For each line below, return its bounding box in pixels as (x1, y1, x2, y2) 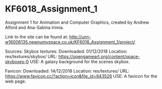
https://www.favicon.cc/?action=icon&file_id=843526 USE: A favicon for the (5, 73, 158, 79)
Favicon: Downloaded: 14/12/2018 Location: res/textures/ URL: (5, 68, 130, 74)
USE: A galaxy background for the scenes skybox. (30, 59, 130, 64)
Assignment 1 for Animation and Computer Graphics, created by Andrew (5, 19, 149, 25)
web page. (5, 78, 27, 84)
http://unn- (69, 34, 91, 40)
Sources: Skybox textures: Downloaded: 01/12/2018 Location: (5, 48, 128, 54)
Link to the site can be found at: (5, 34, 68, 40)
